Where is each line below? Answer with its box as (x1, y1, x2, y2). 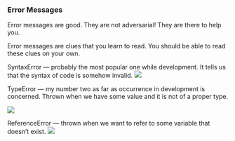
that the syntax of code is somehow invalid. (7, 72, 133, 80)
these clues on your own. (7, 49, 81, 58)
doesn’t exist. (7, 128, 46, 136)
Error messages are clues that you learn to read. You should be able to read (7, 42, 226, 51)
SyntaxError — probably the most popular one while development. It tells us (7, 63, 227, 72)
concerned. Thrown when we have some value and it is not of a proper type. (7, 93, 229, 101)
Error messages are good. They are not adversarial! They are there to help (7, 21, 222, 29)
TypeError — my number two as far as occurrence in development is (7, 85, 206, 93)
